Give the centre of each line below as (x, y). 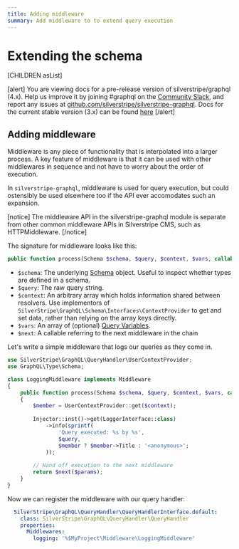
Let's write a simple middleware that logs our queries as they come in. (110, 347)
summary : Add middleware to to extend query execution (90, 21)
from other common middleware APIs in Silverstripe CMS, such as (104, 224)
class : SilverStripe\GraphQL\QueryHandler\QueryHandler (105, 518)
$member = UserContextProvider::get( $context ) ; (105, 406)
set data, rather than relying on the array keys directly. (97, 318)
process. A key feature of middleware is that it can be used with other (109, 159)
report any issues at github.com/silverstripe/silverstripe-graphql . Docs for (116, 105)
